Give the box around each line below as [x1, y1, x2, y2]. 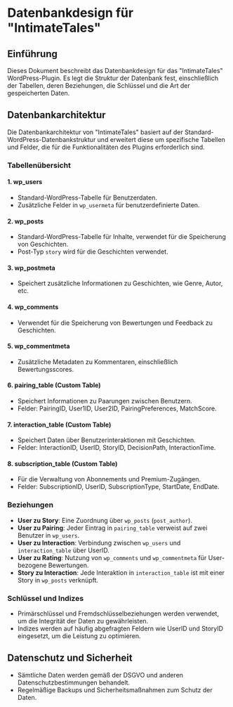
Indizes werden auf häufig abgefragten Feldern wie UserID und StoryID [17, 624, 223, 633]
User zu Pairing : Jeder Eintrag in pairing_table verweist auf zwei [17, 524, 208, 532]
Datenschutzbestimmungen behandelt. [17, 678, 131, 687]
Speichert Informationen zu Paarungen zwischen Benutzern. [17, 396, 193, 405]
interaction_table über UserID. [17, 546, 110, 554]
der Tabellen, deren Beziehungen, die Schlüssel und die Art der [7, 82, 191, 89]
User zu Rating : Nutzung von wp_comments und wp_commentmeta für [17, 553, 207, 562]
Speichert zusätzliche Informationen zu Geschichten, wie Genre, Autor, [17, 279, 223, 287]
